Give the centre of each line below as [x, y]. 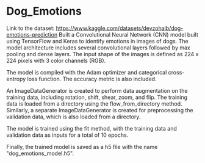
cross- [176, 72]
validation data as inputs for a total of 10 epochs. [67, 135]
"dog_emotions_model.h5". [40, 153]
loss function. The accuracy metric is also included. [92, 79]
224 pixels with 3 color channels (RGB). [56, 60]
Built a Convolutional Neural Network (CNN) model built [128, 34]
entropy [16, 79]
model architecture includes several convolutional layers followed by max [98, 48]
